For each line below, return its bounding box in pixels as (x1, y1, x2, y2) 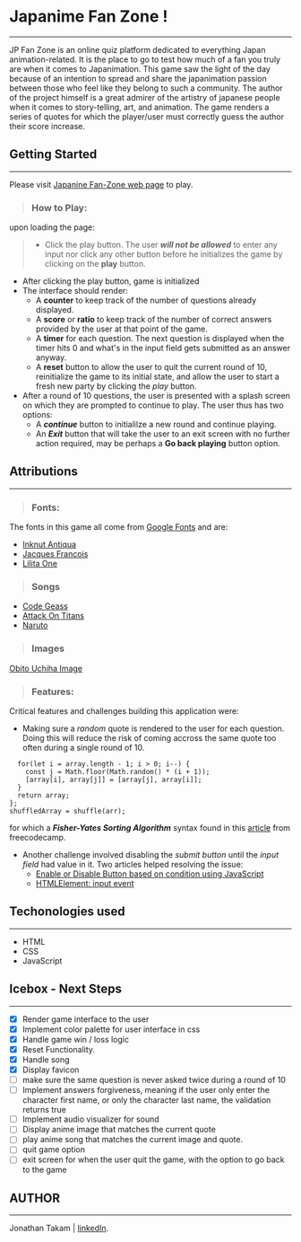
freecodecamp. (9, 832, 66, 843)
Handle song (21, 1053, 70, 1065)
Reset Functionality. (21, 1044, 96, 1054)
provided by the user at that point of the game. (35, 323, 209, 334)
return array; (17, 791, 70, 800)
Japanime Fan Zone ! (9, 6, 168, 27)
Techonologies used (9, 904, 125, 920)
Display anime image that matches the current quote (21, 1124, 217, 1135)
